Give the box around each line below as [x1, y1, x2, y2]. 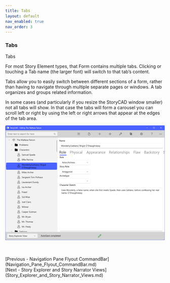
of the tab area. [5, 115, 37, 121]
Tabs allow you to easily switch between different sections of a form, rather [5, 78, 162, 84]
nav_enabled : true [5, 19, 44, 24]
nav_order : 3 [5, 24, 33, 29]
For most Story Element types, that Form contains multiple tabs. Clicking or [5, 63, 162, 69]
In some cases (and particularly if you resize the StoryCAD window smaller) [5, 99, 163, 105]
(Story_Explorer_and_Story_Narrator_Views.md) [5, 272, 104, 278]
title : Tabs [5, 8, 30, 13]
